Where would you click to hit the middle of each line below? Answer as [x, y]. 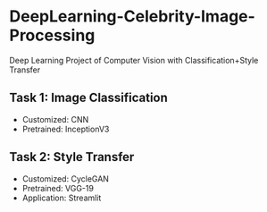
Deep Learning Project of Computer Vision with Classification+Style [134, 60]
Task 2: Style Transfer [72, 157]
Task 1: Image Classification [88, 98]
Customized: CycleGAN [66, 178]
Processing [52, 35]
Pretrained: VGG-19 [58, 188]
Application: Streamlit [62, 198]
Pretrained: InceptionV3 [66, 129]
